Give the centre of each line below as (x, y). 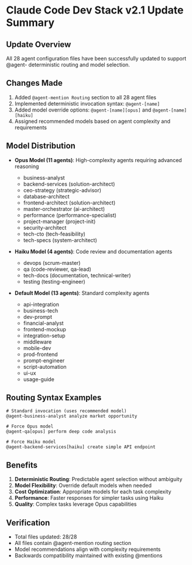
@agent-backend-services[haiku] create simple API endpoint (81, 447)
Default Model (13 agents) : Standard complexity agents (82, 293)
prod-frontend (40, 354)
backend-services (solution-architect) (69, 184)
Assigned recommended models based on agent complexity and (92, 121)
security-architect (45, 227)
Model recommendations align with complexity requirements (88, 549)
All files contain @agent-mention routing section (73, 543)
